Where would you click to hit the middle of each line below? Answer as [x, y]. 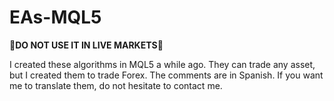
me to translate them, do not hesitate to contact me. [116, 85]
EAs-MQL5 [55, 17]
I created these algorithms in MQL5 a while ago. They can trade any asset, [162, 64]
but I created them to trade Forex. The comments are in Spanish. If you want [166, 75]
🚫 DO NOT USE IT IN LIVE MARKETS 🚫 [86, 45]
